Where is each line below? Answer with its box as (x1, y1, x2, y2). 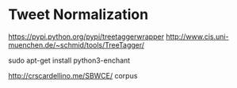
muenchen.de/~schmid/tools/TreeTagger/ (8, 40, 145, 49)
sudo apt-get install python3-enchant (8, 55, 131, 65)
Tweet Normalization (8, 6, 149, 24)
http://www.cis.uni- (166, 32, 229, 41)
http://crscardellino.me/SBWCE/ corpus (8, 71, 138, 80)
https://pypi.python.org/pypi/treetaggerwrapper (8, 32, 165, 41)
